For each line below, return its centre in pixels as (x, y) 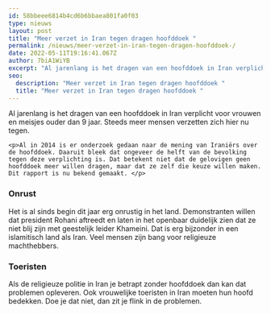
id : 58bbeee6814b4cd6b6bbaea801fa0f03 (73, 16)
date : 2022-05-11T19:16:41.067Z (63, 53)
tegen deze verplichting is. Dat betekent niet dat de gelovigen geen (129, 159)
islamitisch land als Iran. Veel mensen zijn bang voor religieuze (112, 237)
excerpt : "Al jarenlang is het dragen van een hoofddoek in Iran (120, 68)
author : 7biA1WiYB (39, 61)
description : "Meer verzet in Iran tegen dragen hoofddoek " (121, 83)
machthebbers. (33, 246)
